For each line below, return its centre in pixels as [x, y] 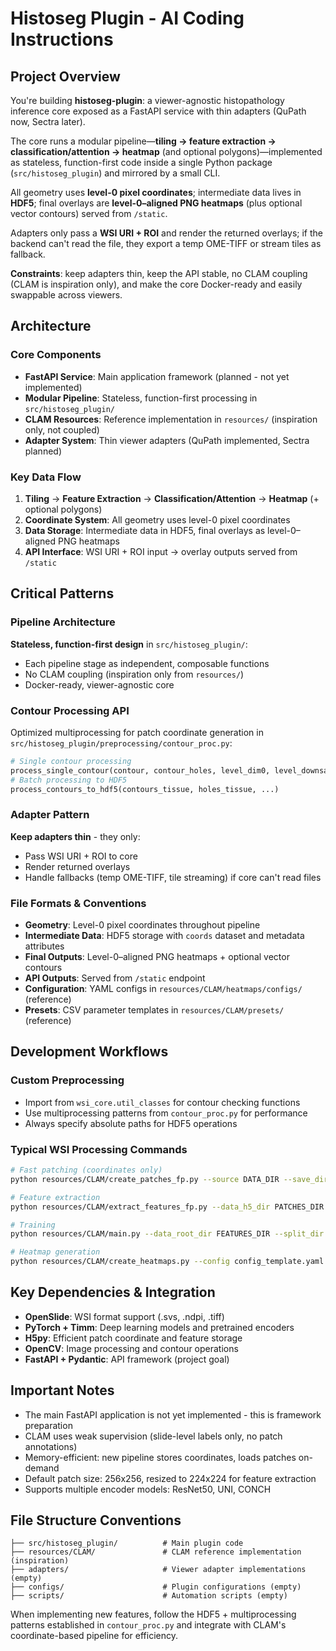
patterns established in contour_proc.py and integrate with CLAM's [148, 1625]
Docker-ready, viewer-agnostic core [99, 684]
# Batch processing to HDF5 [69, 780]
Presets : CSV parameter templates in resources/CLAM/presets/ [154, 1010]
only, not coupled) [62, 429]
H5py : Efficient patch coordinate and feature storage [133, 1338]
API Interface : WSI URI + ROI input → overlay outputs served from [161, 551]
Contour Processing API [70, 710]
